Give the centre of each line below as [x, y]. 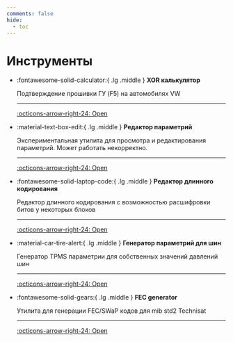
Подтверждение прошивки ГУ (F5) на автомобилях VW [98, 94]
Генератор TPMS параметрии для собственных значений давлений [117, 256]
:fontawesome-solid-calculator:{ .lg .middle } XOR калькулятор [109, 80]
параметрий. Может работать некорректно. [82, 148]
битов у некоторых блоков [56, 210]
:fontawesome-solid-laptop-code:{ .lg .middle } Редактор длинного [115, 181]
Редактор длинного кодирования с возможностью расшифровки [113, 202]
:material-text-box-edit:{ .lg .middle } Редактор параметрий [104, 127]
